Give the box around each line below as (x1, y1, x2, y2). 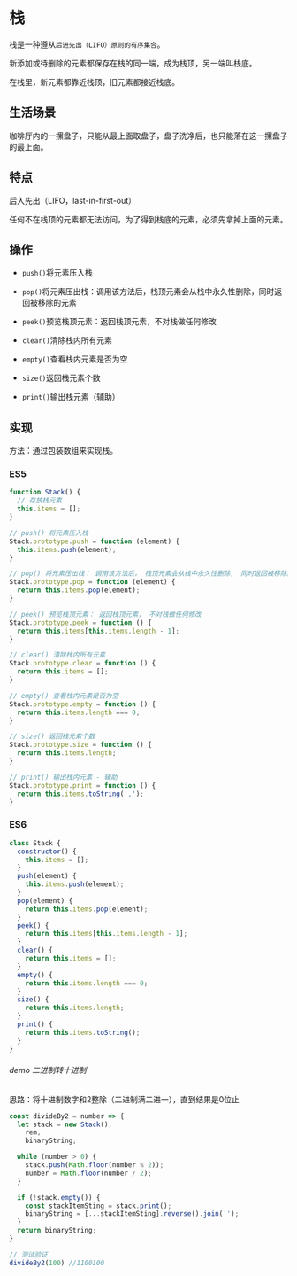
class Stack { (9, 838, 62, 847)
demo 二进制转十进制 (9, 1065, 87, 1076)
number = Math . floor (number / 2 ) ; (25, 1169, 152, 1178)
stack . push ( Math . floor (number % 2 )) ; (25, 1161, 164, 1170)
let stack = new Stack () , (17, 1120, 113, 1129)
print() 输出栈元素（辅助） (21, 392, 120, 402)
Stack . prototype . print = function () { (9, 781, 156, 790)
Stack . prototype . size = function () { (9, 741, 152, 750)
